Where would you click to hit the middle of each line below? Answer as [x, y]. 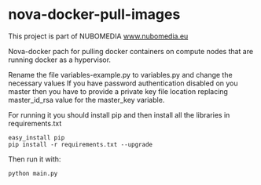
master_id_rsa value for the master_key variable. [86, 100]
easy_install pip [37, 138]
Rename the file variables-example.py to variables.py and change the [121, 74]
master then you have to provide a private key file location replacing [118, 91]
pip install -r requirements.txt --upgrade [81, 144]
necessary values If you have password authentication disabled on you [123, 83]
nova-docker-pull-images [94, 15]
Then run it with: [35, 159]
